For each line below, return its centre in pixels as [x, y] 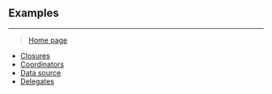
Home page [48, 40]
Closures [35, 55]
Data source [40, 72]
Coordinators [42, 64]
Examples [34, 13]
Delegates [37, 81]
